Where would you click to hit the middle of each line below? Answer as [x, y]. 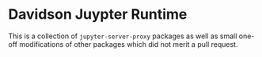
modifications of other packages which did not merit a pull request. [129, 44]
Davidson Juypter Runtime [98, 14]
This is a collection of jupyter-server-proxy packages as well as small [123, 36]
